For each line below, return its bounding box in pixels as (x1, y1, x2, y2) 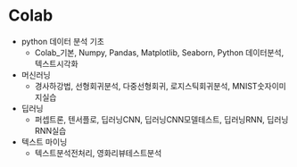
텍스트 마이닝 (21, 136, 68, 147)
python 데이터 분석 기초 (21, 36, 104, 46)
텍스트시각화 (34, 58, 78, 69)
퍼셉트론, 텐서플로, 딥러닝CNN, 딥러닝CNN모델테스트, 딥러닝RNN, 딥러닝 (34, 113, 289, 125)
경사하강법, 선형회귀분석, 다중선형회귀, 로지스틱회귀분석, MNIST (34, 80, 258, 91)
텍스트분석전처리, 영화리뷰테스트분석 (34, 147, 162, 158)
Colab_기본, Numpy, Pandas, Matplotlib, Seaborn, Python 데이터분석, (34, 46, 285, 58)
